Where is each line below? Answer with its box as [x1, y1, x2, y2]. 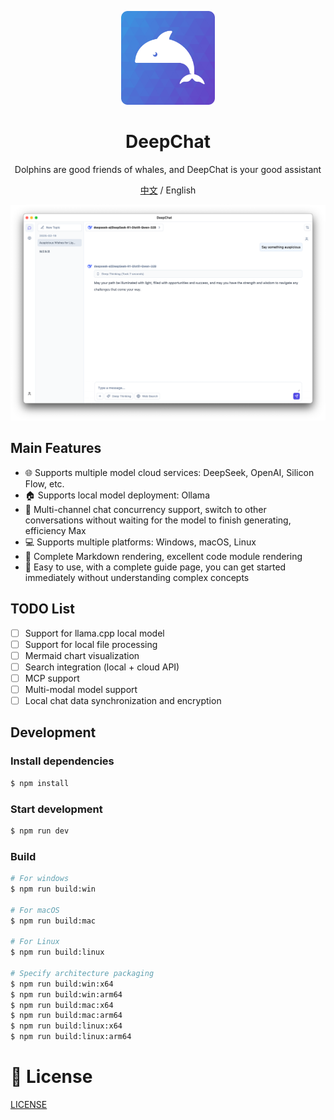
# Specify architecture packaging [10, 968, 155, 978]
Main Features [10, 440, 102, 457]
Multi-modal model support [24, 683, 138, 695]
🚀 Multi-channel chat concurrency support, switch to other [24, 503, 267, 515]
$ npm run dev [10, 826, 70, 836]
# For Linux [10, 937, 60, 947]
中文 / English [139, 184, 197, 196]
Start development [10, 802, 103, 816]
